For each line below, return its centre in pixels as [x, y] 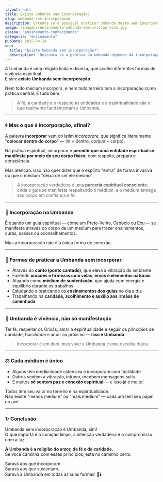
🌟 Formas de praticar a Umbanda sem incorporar [64, 260]
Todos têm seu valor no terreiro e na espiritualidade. [57, 391]
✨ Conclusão [21, 419]
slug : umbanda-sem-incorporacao [38, 18]
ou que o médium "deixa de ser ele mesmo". [49, 175]
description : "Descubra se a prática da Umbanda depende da [71, 55]
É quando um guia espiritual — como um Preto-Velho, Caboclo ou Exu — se [81, 223]
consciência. [18, 161]
